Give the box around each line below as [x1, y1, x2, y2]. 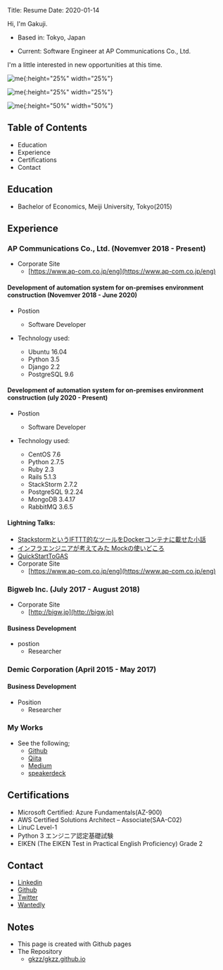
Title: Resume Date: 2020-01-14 [7, 6, 100, 14]
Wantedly [17, 901, 46, 909]
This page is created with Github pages [17, 940, 132, 948]
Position [17, 697, 42, 707]
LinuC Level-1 [17, 823, 58, 831]
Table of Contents [7, 122, 88, 134]
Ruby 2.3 [27, 465, 54, 473]
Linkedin [17, 878, 43, 887]
